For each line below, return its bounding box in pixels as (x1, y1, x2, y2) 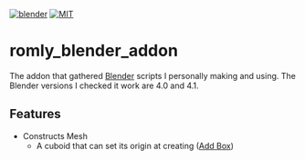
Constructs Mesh (22, 130, 89, 141)
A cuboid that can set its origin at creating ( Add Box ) (36, 140, 235, 151)
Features (9, 106, 61, 122)
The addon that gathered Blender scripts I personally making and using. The (9, 70, 297, 81)
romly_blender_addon (9, 41, 178, 61)
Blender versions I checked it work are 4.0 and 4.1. (9, 80, 199, 91)
